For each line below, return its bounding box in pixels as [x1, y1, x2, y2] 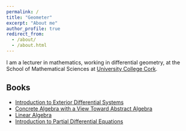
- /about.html [11, 43, 47, 49]
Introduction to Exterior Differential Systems [14, 99, 124, 106]
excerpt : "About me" [6, 20, 58, 26]
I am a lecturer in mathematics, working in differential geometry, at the [6, 58, 181, 66]
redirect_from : [6, 31, 45, 37]
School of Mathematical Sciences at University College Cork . [6, 65, 158, 72]
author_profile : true [6, 25, 61, 32]
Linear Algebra [14, 111, 52, 118]
